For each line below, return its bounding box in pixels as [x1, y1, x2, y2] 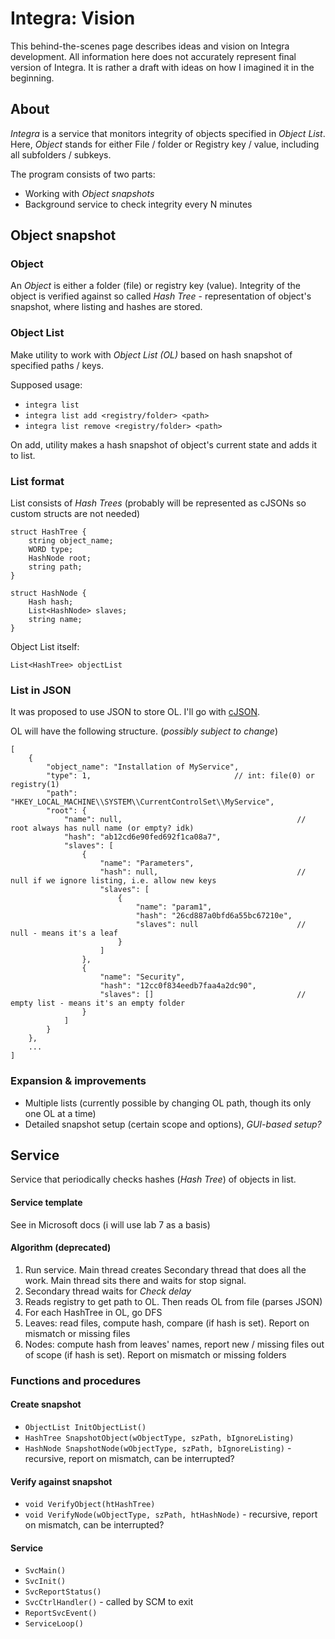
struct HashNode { [10, 588, 87, 599]
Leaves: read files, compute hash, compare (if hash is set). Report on [24, 1317, 310, 1329]
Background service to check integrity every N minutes [24, 198, 253, 210]
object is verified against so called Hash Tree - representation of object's [10, 290, 312, 302]
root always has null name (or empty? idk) [10, 823, 195, 834]
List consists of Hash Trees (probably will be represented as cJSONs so [10, 497, 307, 509]
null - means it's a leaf [10, 928, 118, 939]
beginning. [10, 72, 55, 84]
